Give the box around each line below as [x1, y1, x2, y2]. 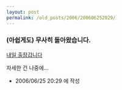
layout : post [6, 9, 40, 15]
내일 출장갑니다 [6, 51, 43, 58]
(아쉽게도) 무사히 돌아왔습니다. [6, 36, 91, 45]
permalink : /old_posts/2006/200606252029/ [6, 15, 116, 21]
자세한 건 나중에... [6, 64, 49, 71]
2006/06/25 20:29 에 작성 [15, 77, 81, 84]
